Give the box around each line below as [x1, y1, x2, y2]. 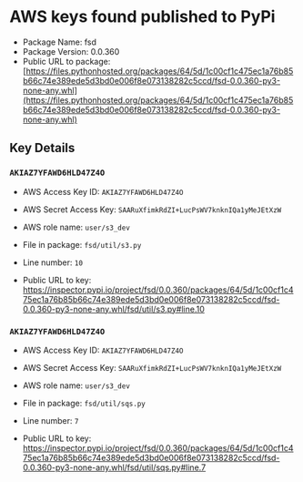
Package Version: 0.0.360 [22, 46, 120, 56]
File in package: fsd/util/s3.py [22, 239, 142, 250]
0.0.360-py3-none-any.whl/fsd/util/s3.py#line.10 [22, 303, 205, 314]
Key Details [9, 140, 76, 156]
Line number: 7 [22, 415, 79, 426]
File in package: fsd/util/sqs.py [22, 397, 146, 408]
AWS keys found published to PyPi [9, 6, 276, 27]
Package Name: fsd [22, 36, 97, 47]
